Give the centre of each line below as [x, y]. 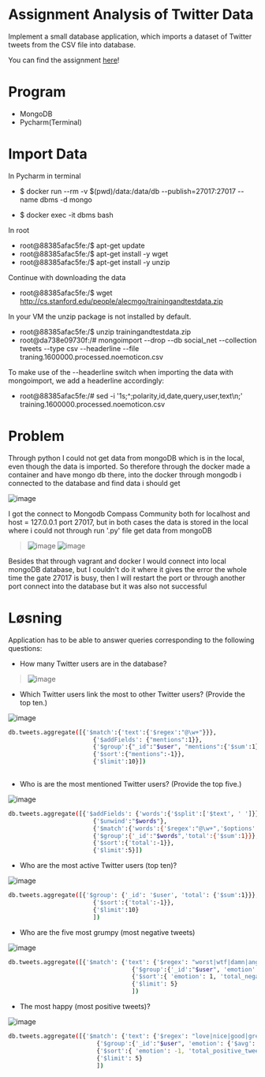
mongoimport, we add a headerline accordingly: [86, 380]
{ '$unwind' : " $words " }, [130, 821]
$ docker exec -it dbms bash [67, 215]
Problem [36, 436]
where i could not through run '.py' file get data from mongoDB [110, 530]
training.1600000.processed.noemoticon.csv [92, 404]
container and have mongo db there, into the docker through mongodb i [125, 474]
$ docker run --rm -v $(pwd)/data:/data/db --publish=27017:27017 [128, 191]
